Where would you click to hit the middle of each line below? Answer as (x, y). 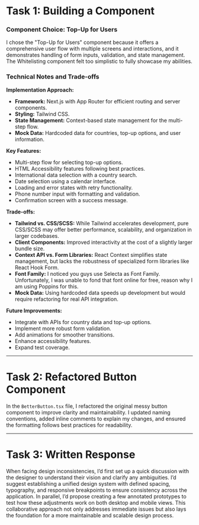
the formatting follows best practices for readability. (69, 425)
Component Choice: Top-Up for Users (62, 30)
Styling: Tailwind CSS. (42, 114)
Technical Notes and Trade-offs (53, 77)
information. (29, 139)
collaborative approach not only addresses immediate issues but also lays (96, 509)
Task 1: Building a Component (81, 11)
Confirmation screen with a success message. (71, 200)
